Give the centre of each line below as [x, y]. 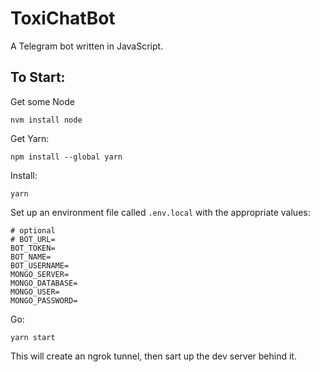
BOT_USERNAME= [40, 265]
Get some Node [42, 101]
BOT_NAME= [31, 257]
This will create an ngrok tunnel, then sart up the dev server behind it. [153, 356]
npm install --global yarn [66, 157]
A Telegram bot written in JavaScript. [87, 46]
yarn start [33, 337]
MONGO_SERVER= [40, 274]
